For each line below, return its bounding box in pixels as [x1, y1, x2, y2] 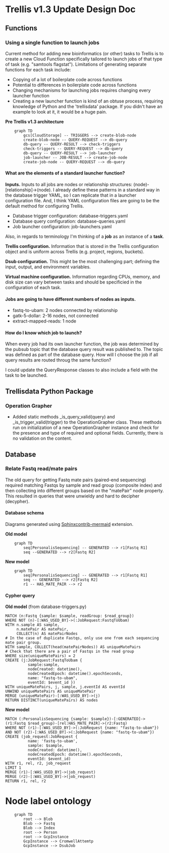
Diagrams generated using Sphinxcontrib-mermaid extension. [5, 521, 134, 527]
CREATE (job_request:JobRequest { [5, 734, 78, 739]
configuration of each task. [5, 285, 62, 291]
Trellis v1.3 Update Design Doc [5, 4, 136, 15]
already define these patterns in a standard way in [55, 187, 160, 193]
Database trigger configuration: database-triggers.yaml [12, 213, 128, 219]
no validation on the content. [12, 435, 72, 442]
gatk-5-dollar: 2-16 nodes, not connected [12, 313, 99, 319]
